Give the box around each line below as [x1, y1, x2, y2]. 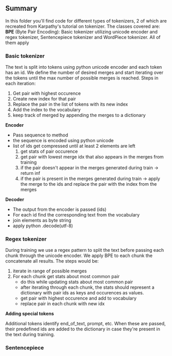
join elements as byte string [12, 217, 72, 224]
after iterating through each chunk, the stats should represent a [20, 284, 155, 290]
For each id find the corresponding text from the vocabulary [12, 212, 140, 218]
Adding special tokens [5, 310, 54, 317]
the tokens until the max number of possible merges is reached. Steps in [5, 75, 159, 81]
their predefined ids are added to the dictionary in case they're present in [5, 326, 160, 332]
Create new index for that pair [12, 96, 76, 102]
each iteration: [5, 81, 36, 87]
